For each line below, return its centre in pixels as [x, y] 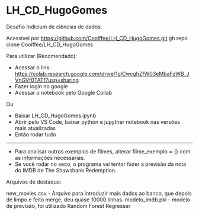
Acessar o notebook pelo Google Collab [63, 92]
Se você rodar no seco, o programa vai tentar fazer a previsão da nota [100, 164]
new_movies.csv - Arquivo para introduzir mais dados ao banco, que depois [99, 193]
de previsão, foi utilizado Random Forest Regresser [68, 206]
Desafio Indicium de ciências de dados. [54, 27]
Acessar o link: [33, 67]
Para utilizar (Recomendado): [42, 56]
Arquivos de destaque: [34, 182]
